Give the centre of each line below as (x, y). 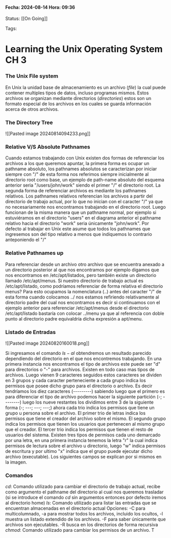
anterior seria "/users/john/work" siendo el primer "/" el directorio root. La (83, 185)
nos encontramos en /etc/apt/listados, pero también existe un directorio (81, 275)
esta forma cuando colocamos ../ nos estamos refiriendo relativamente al (82, 297)
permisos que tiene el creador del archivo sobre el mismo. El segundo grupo (86, 419)
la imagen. (16, 462)
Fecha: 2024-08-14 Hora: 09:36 (40, 7)
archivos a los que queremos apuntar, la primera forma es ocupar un (77, 164)
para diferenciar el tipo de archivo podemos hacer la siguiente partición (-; (84, 396)
